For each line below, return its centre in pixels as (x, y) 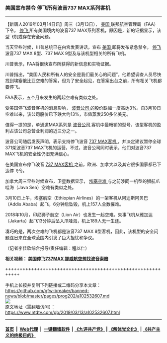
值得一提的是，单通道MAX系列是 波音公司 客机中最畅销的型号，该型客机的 (81, 125)
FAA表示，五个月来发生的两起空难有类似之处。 (53, 97)
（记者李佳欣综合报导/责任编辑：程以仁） (47, 248)
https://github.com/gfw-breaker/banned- (47, 291)
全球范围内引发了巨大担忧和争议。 (62, 238)
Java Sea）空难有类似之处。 (47, 188)
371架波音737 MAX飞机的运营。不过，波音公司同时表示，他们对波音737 (78, 148)
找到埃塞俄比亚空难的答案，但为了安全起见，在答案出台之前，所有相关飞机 (81, 81)
